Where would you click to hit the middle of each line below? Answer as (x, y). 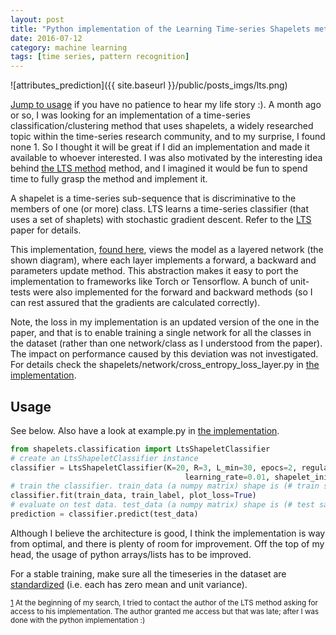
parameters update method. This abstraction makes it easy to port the (154, 271)
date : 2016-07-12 (46, 38)
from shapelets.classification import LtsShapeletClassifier (140, 449)
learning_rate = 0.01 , (227, 477)
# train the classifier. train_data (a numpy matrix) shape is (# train (165, 486)
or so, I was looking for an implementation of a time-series (130, 115)
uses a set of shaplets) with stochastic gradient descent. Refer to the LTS (161, 220)
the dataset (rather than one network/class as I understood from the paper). (166, 343)
